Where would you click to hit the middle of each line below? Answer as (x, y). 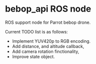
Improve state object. (33, 56)
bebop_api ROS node (48, 9)
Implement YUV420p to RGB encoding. (51, 41)
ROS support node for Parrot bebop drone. (48, 22)
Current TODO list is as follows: (37, 32)
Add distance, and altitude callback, (48, 46)
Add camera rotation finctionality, (46, 51)
